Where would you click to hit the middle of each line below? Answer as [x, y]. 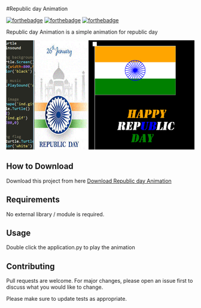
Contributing [31, 266]
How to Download [40, 167]
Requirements [33, 200]
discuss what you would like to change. [55, 287]
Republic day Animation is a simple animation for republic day [82, 32]
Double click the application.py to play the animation [71, 247]
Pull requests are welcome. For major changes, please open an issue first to [100, 281]
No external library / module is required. [55, 214]
